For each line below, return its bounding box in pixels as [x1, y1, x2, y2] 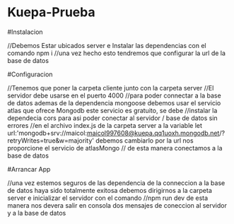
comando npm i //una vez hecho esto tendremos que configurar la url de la [7, 49, 226, 57]
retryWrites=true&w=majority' [7, 136, 94, 145]
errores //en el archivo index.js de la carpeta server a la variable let [7, 121, 203, 129]
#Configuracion [7, 70, 53, 78]
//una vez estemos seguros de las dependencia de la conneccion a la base [7, 178, 226, 187]
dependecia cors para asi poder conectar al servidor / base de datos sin [7, 114, 218, 122]
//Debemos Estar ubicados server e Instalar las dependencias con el [7, 41, 206, 49]
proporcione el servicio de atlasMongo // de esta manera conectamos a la [7, 143, 223, 152]
